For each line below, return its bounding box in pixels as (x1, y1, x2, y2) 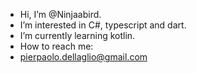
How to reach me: (19, 40, 94, 52)
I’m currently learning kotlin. (19, 30, 136, 41)
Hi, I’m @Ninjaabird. (19, 9, 102, 20)
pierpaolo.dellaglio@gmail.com (19, 51, 148, 63)
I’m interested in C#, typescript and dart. (19, 19, 187, 31)
